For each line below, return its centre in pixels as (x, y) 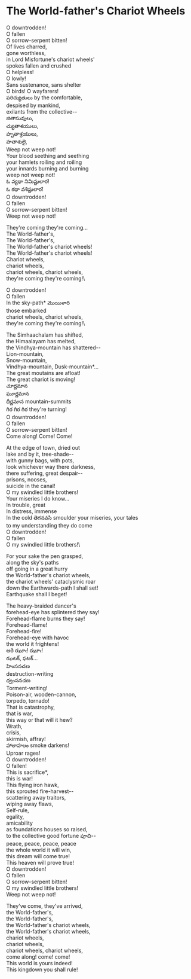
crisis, (13, 732)
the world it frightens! (33, 643)
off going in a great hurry (37, 569)
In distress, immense (32, 511)
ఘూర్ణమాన (18, 394)
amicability (19, 823)
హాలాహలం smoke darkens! (38, 745)
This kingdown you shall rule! (42, 969)
